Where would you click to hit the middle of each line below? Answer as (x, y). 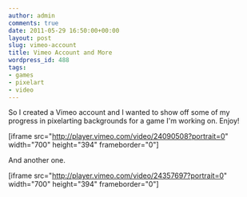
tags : (17, 68)
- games (21, 75)
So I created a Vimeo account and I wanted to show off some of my (119, 112)
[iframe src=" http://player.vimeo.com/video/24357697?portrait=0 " (118, 175)
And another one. (37, 160)
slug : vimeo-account (43, 45)
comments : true (34, 23)
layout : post (30, 38)
